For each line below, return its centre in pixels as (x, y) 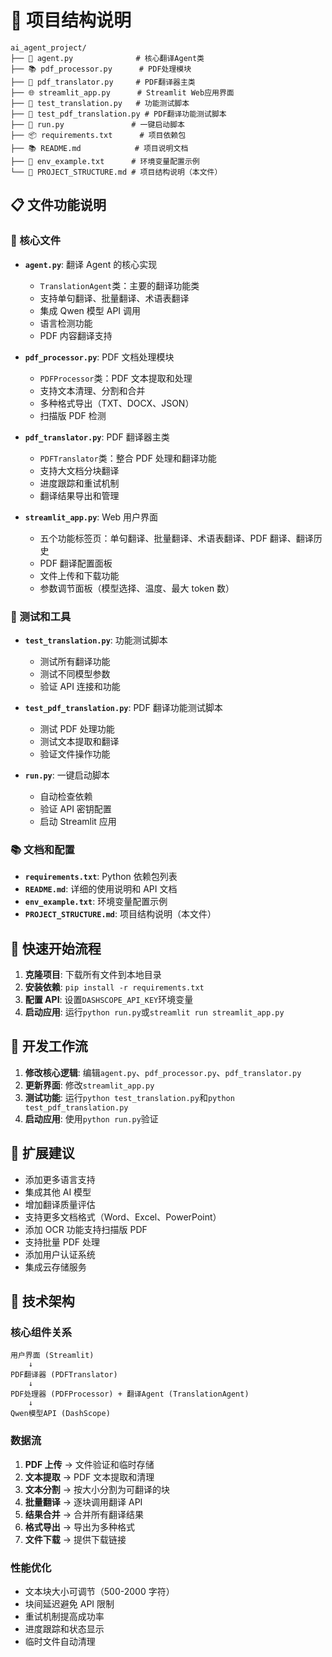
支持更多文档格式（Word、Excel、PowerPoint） (123, 1217)
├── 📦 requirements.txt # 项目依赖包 (98, 135)
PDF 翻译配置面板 (76, 563)
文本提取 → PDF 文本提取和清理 (89, 1477)
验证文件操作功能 (75, 753)
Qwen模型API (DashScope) (60, 1414)
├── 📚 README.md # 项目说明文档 (99, 148)
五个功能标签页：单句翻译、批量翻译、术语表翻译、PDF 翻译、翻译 (176, 538)
